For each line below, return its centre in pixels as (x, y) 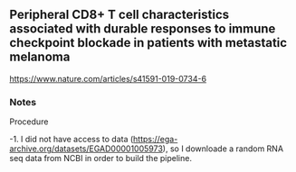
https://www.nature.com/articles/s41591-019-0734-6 (108, 78)
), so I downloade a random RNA (223, 149)
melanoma (40, 57)
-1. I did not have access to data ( (72, 140)
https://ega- (155, 140)
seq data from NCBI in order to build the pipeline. (101, 158)
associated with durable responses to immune (143, 29)
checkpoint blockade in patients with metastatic (148, 43)
